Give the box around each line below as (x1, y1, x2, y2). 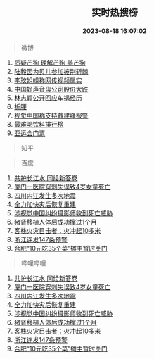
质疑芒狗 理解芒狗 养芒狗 (13, 58, 86, 67)
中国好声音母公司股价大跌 (13, 84, 89, 93)
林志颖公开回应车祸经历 (13, 94, 82, 102)
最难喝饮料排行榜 (13, 120, 64, 128)
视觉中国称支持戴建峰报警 (13, 111, 89, 120)
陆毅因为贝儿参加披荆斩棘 (13, 67, 89, 75)
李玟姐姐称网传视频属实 (13, 76, 82, 84)
